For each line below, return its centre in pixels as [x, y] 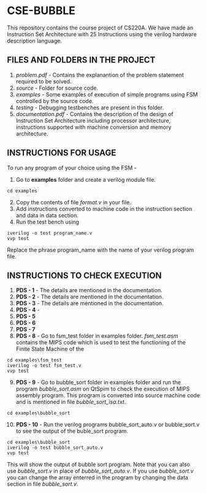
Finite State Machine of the [50, 349]
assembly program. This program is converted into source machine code [108, 395]
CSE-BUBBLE [41, 11]
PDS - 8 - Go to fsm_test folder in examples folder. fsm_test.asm [97, 336]
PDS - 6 [26, 323]
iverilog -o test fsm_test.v [44, 366]
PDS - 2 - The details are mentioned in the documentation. [90, 297]
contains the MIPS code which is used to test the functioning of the [101, 343]
